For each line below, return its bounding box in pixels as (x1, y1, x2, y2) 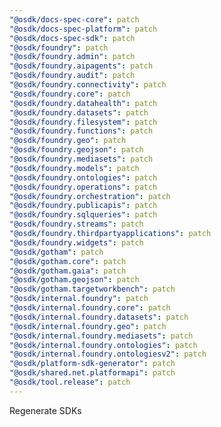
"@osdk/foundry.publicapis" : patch (9, 201, 158, 211)
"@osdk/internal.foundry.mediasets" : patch (9, 331, 194, 341)
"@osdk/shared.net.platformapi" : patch (9, 368, 176, 378)
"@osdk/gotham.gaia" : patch (9, 266, 127, 276)
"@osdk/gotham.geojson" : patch (9, 275, 140, 285)
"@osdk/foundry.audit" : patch (9, 71, 136, 81)
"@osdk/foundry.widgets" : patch (9, 237, 144, 248)
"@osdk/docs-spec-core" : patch (9, 14, 140, 25)
